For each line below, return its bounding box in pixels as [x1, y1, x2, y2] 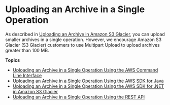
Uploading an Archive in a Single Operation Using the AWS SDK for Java [12, 78, 164, 84]
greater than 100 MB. [5, 47, 49, 53]
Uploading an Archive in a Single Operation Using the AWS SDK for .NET [12, 83, 164, 89]
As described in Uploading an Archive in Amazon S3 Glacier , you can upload [5, 31, 165, 37]
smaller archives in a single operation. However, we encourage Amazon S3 [5, 37, 162, 43]
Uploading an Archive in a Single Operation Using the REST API [12, 94, 145, 100]
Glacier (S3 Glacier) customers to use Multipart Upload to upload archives [5, 42, 160, 48]
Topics [5, 57, 20, 63]
